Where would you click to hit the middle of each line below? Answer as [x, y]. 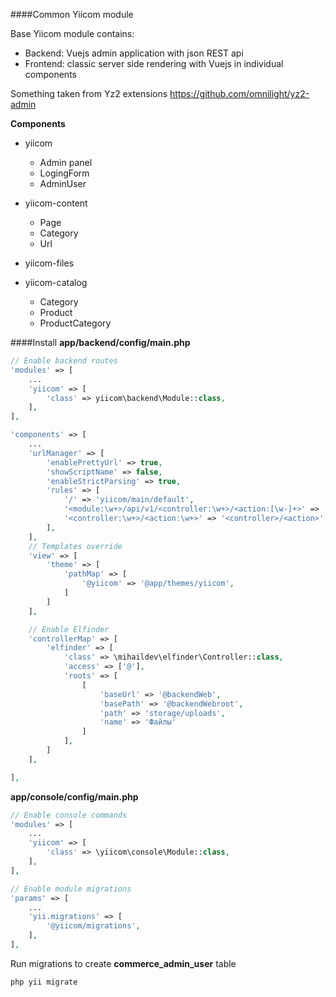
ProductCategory [75, 323]
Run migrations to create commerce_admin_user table [123, 963]
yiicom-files [49, 263]
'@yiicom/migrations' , [93, 926]
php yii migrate [44, 982]
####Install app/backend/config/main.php [100, 342]
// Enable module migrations [71, 889]
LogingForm [64, 173]
